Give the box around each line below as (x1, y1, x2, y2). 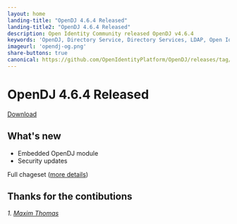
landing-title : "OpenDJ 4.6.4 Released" (7, 17, 128, 24)
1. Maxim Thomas (7, 209, 59, 218)
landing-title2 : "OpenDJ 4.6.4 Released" (7, 23, 131, 30)
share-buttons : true (7, 50, 68, 57)
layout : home (7, 10, 46, 18)
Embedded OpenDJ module (17, 149, 99, 157)
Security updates (17, 156, 68, 165)
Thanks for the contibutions (7, 190, 133, 202)
